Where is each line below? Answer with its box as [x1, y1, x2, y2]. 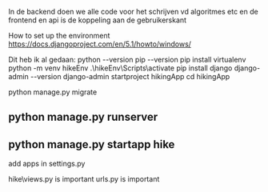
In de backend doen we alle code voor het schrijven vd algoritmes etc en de [8, 7, 258, 16]
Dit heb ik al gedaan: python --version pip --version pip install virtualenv [8, 55, 246, 64]
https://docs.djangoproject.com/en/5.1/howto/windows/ [8, 39, 192, 49]
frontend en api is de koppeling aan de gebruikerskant [8, 15, 186, 25]
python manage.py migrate [8, 87, 98, 97]
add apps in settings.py [8, 159, 86, 169]
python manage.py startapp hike [8, 138, 175, 151]
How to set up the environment [8, 31, 110, 40]
